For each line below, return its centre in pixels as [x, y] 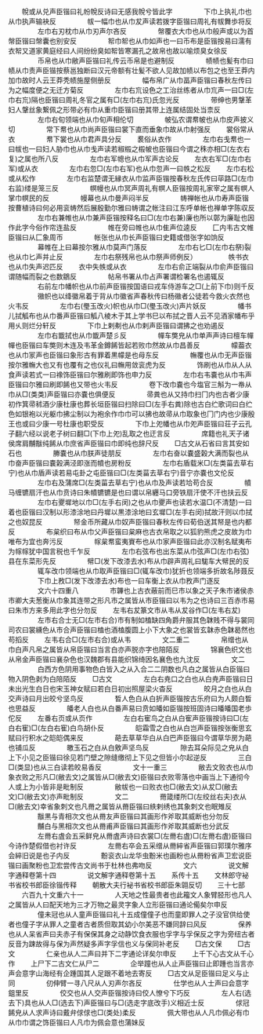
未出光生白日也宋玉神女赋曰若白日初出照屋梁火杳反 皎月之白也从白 [130, 689]
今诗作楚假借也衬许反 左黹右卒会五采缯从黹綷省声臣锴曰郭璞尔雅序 [130, 846]
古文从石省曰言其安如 [215, 443]
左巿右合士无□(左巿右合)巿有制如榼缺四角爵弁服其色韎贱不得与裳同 [146, 620]
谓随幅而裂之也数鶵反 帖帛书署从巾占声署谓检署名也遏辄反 [116, 276]
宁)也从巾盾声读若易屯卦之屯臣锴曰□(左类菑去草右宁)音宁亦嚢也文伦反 [121, 473]
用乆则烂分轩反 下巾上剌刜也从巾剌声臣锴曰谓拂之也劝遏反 [116, 325]
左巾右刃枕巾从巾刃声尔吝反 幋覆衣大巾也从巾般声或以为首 [146, 31]
